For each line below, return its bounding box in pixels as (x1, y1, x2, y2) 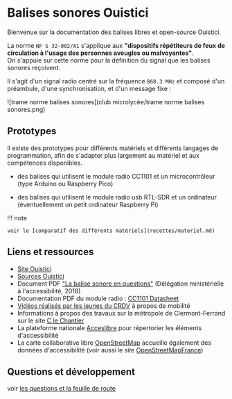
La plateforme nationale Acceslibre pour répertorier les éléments (17, 323, 202, 332)
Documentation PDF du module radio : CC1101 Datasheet (17, 294, 179, 302)
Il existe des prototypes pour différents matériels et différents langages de (7, 144, 219, 152)
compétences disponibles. (7, 158, 83, 167)
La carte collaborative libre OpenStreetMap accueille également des (17, 339, 212, 347)
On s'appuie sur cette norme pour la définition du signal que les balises (7, 56, 211, 64)
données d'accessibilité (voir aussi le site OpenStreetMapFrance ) (17, 345, 204, 354)
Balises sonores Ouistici (7, 5, 149, 21)
